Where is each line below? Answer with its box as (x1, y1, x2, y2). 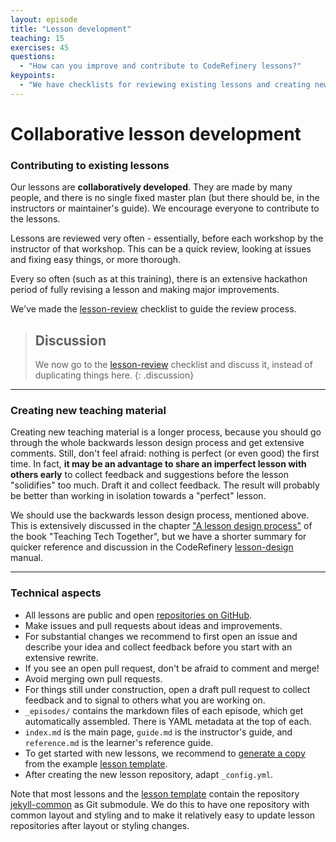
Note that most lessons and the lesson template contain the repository (10, 787, 300, 800)
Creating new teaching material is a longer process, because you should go (10, 426, 322, 438)
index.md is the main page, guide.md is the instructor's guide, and (24, 726, 293, 738)
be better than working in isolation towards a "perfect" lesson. (10, 490, 267, 502)
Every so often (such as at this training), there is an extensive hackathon (10, 273, 308, 285)
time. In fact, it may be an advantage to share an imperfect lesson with (10, 458, 307, 470)
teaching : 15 (10, 33, 65, 43)
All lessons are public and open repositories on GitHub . (24, 609, 253, 621)
